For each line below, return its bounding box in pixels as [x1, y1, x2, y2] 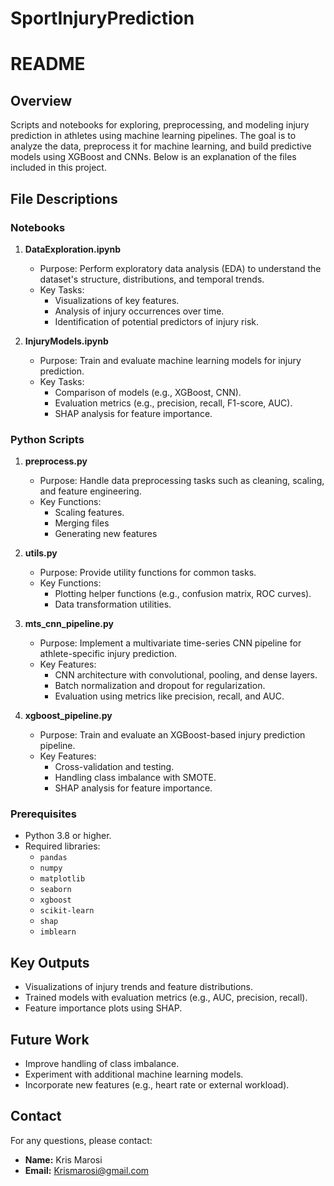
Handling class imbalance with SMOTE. [54, 772, 217, 784]
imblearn [39, 927, 77, 937]
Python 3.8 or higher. [24, 830, 112, 842]
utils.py [24, 547, 58, 559]
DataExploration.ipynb [24, 243, 122, 255]
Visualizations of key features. [54, 294, 180, 306]
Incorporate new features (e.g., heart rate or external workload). [24, 1079, 290, 1091]
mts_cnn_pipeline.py [24, 618, 115, 630]
